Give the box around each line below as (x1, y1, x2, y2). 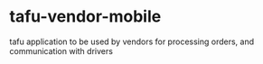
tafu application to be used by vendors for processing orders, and (9, 36, 255, 47)
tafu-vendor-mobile (9, 6, 162, 27)
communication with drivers (9, 45, 113, 56)
